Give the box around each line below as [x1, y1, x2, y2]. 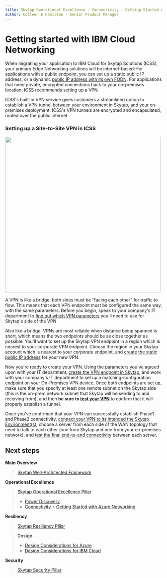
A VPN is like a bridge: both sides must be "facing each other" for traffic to [5, 296, 158, 302]
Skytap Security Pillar [17, 567, 62, 573]
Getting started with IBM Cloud [5, 33, 135, 45]
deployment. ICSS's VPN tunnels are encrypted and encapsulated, [25, 107, 162, 113]
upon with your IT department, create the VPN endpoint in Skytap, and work [5, 369, 161, 375]
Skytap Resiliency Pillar [17, 523, 66, 529]
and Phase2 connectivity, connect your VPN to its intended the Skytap [5, 416, 149, 422]
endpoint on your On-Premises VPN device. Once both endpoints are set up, [5, 380, 162, 386]
